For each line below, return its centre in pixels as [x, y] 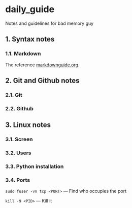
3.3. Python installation [35, 167]
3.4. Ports [18, 180]
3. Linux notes [28, 125]
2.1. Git [14, 95]
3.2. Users [18, 153]
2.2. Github [20, 108]
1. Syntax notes [30, 39]
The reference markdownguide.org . [42, 65]
